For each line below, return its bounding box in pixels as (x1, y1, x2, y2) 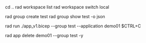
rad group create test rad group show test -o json (5, 14, 106, 19)
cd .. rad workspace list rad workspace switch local (5, 4, 110, 10)
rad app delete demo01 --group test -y (5, 33, 84, 38)
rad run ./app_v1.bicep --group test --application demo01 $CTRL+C (5, 23, 141, 29)
